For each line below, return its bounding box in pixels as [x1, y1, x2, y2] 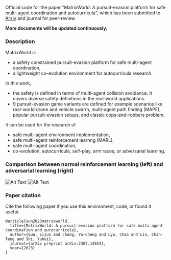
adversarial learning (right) [5, 167, 74, 175]
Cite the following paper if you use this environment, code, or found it [5, 203, 152, 209]
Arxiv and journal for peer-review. [5, 15, 76, 21]
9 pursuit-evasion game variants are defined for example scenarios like [12, 101, 163, 107]
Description [5, 38, 35, 45]
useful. [5, 208, 20, 214]
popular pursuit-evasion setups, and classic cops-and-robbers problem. [12, 112, 165, 118]
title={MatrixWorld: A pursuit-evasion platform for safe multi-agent [10, 223, 163, 228]
